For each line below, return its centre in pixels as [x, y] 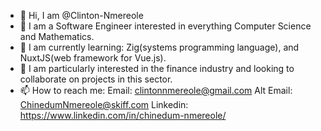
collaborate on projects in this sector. [96, 79]
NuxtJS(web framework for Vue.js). [93, 58]
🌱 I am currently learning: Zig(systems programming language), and [159, 47]
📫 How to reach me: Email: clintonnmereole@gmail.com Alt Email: [156, 90]
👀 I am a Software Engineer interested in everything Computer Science [165, 26]
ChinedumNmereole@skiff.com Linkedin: [104, 104]
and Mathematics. [57, 36]
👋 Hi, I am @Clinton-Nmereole [81, 15]
